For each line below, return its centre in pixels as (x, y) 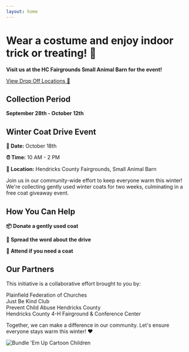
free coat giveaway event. (38, 193)
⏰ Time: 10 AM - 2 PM (33, 157)
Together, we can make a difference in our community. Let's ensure (88, 325)
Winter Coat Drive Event (51, 132)
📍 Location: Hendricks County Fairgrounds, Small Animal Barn (81, 169)
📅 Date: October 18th (31, 146)
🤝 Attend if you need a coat (40, 251)
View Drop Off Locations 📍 (38, 81)
